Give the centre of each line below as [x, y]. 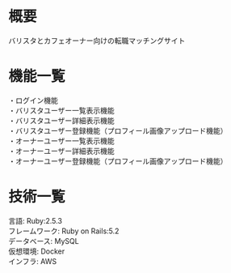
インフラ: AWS [33, 261]
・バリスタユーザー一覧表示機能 [61, 110]
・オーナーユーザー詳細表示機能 [61, 151]
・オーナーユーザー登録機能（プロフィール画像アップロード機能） [118, 161]
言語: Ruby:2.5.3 [36, 220]
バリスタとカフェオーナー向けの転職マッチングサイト [97, 41]
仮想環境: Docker [37, 251]
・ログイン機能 [33, 100]
